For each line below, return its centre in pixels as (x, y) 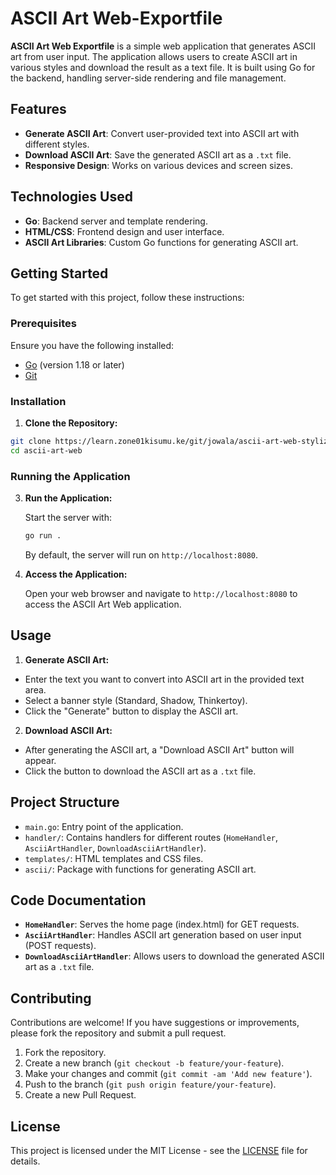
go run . (43, 536)
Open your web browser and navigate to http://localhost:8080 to (161, 593)
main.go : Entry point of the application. (104, 826)
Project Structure (65, 802)
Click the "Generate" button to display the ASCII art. (131, 711)
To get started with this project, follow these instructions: (127, 298)
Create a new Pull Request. (80, 1095)
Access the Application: (76, 574)
